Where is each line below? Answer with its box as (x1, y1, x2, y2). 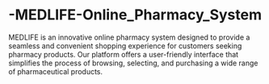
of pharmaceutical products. (8, 66, 103, 76)
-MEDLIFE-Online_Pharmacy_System (8, 6, 263, 24)
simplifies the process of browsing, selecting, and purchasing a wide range (8, 58, 258, 68)
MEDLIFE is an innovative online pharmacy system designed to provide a (8, 32, 250, 42)
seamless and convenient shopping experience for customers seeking (8, 40, 242, 50)
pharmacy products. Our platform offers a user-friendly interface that (8, 49, 239, 59)
